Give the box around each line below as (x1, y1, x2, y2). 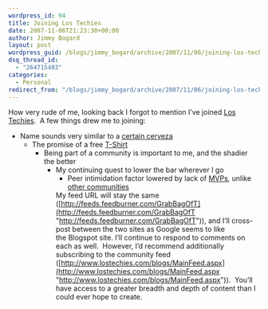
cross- (231, 216, 254, 225)
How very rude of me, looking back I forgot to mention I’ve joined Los (8, 108, 236, 117)
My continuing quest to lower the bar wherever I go (55, 165, 225, 175)
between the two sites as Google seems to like (72, 225, 226, 234)
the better (43, 157, 77, 166)
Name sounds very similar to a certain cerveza (19, 131, 173, 141)
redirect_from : (8, 85, 59, 94)
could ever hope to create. (55, 292, 143, 302)
